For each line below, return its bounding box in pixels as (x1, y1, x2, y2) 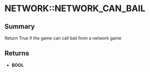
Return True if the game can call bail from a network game (4, 35, 122, 41)
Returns (4, 49, 30, 57)
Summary (4, 22, 35, 31)
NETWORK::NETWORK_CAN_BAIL (4, 3, 146, 14)
